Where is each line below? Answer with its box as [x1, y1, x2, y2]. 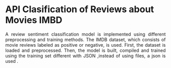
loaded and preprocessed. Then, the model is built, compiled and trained [5, 47, 166, 53]
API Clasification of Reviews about [5, 4, 154, 15]
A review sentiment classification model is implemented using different [5, 31, 166, 37]
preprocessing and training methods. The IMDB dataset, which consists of [5, 37, 166, 43]
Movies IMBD [5, 14, 63, 26]
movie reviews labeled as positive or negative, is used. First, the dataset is [5, 42, 166, 48]
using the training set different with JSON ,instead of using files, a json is [5, 52, 166, 59]
